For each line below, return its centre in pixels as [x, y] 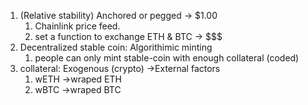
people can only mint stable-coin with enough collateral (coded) [167, 58]
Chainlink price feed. [77, 26]
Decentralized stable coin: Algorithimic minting [116, 47]
